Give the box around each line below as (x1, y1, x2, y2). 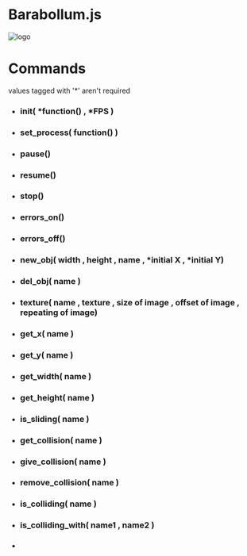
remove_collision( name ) (19, 477, 119, 489)
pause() (19, 148, 52, 159)
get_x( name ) (19, 328, 74, 339)
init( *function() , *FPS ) (19, 105, 114, 117)
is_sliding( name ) (19, 413, 90, 424)
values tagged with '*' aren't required (8, 86, 131, 95)
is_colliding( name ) (19, 498, 97, 509)
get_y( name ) (19, 349, 74, 360)
